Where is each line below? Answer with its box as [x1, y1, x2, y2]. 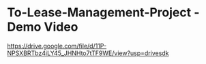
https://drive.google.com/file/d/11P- [7, 42, 107, 50]
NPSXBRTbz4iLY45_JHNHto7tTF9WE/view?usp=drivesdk [7, 49, 169, 57]
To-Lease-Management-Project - [7, 5, 200, 20]
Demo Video [7, 19, 78, 35]
